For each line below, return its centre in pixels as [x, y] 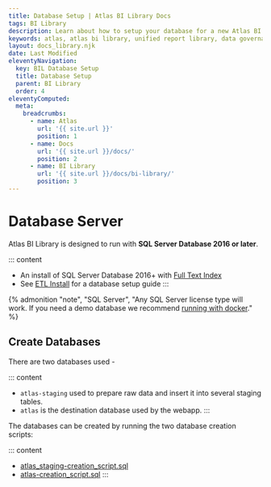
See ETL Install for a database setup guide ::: [94, 283]
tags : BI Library [38, 23]
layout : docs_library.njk [52, 46]
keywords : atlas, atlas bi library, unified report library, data [122, 38]
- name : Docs [52, 144]
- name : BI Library [62, 167]
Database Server [66, 221]
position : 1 [58, 136]
